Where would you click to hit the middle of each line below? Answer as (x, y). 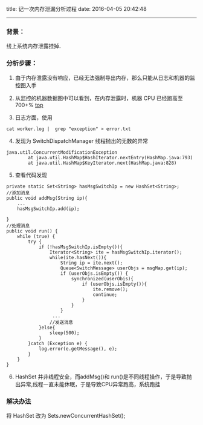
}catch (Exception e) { (58, 343)
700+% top (29, 105)
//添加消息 (18, 193)
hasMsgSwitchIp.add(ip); (48, 209)
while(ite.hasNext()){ (78, 257)
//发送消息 (61, 322)
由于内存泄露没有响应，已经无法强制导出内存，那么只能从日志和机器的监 (105, 77)
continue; (105, 295)
